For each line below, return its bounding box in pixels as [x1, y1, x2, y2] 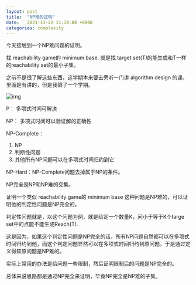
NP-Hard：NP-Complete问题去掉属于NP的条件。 [6, 168, 123, 176]
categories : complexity [6, 25, 64, 31]
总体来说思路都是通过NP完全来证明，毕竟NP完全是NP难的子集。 [6, 273, 161, 280]
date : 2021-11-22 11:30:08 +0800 [6, 19, 93, 25]
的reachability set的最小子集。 [6, 62, 79, 69]
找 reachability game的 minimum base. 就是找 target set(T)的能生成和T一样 [6, 54, 187, 62]
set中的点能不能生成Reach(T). [6, 220, 78, 228]
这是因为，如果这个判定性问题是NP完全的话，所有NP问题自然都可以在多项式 [6, 233, 190, 240]
